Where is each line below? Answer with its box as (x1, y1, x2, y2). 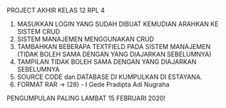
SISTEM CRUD (16, 28, 61, 36)
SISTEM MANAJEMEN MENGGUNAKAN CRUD (16, 35, 155, 43)
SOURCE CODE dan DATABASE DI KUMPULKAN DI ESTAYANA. (16, 72, 202, 81)
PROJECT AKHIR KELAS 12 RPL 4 (6, 6, 105, 14)
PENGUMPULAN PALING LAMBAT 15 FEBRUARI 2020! (6, 94, 165, 102)
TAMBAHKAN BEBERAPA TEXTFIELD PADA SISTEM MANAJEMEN (16, 43, 211, 50)
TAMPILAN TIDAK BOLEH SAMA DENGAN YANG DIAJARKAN (16, 58, 197, 66)
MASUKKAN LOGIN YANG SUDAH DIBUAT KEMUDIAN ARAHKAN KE (16, 20, 219, 28)
